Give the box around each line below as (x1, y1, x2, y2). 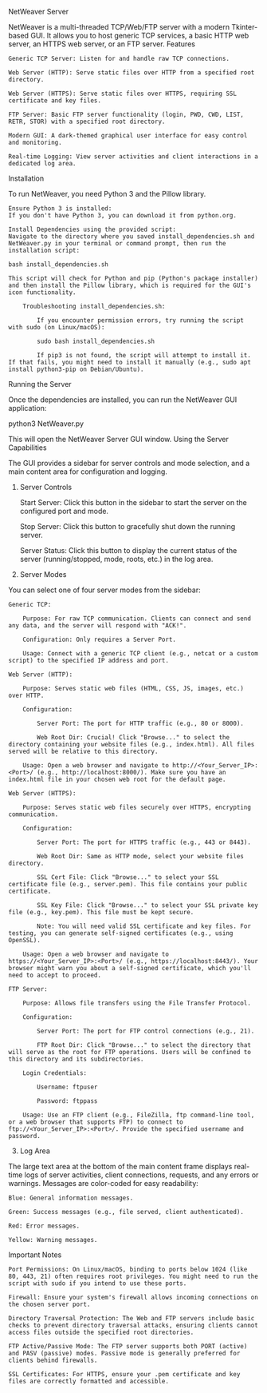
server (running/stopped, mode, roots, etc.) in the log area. (19, 555, 214, 563)
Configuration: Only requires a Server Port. (22, 635, 177, 643)
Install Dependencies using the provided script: (8, 225, 177, 233)
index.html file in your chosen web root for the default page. (8, 775, 226, 783)
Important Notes (8, 1250, 62, 1260)
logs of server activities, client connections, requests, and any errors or (24, 1170, 259, 1180)
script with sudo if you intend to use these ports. (8, 1280, 187, 1288)
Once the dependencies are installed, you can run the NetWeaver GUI (8, 395, 238, 404)
